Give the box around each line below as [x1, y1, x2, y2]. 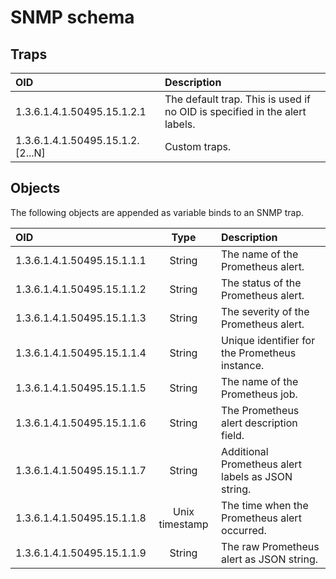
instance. [221, 358, 265, 372]
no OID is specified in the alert [164, 105, 307, 118]
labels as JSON [221, 469, 293, 483]
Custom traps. [164, 140, 232, 153]
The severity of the [221, 304, 310, 318]
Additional [221, 444, 269, 458]
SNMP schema [10, 6, 135, 29]
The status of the [221, 276, 302, 290]
